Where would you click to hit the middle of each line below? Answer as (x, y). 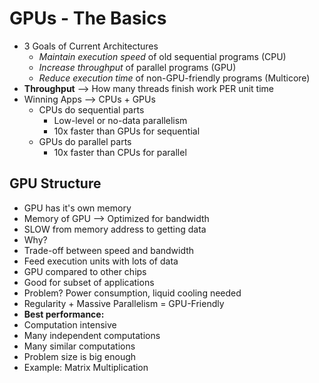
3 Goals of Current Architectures (91, 46)
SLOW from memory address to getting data (115, 229)
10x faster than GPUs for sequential (127, 131)
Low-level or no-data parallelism (120, 120)
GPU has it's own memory (77, 208)
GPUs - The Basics (88, 18)
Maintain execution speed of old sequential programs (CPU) (162, 56)
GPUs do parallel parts (85, 141)
